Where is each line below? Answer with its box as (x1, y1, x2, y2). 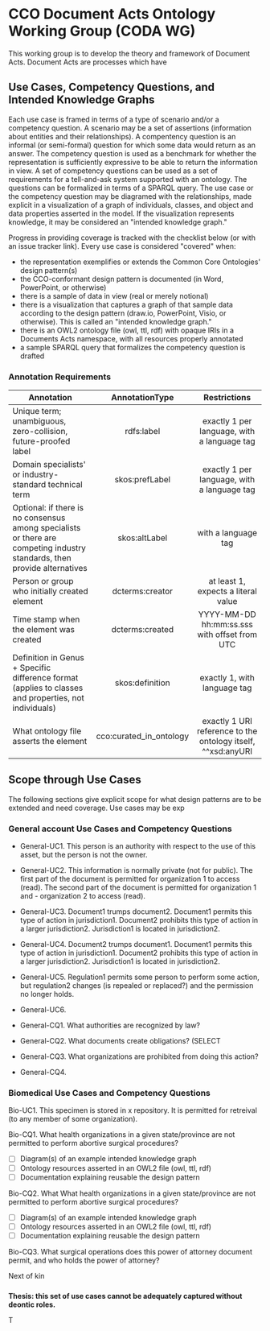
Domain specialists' (12, 459, 86, 470)
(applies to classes (12, 682, 84, 693)
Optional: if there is (12, 502, 84, 514)
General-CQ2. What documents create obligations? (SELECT (19, 1036, 221, 1046)
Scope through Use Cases (8, 773, 142, 787)
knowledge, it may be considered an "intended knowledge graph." (8, 217, 227, 226)
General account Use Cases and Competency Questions (8, 823, 232, 834)
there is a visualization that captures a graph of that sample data (19, 300, 233, 309)
